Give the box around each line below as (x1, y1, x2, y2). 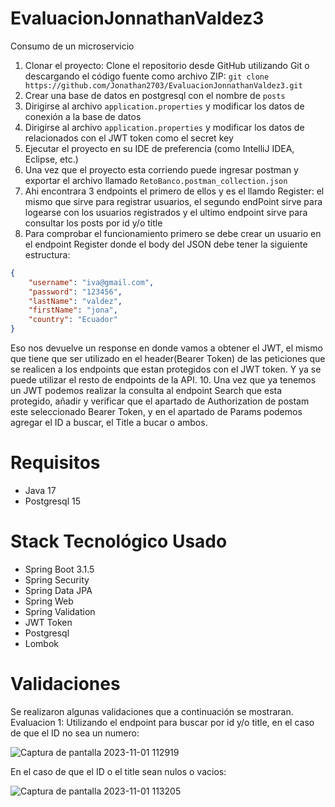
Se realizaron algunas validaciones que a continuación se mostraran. (10, 705, 294, 717)
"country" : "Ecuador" (28, 315, 118, 325)
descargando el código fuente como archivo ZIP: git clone (24, 70, 270, 82)
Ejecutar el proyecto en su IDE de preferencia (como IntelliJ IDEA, (24, 142, 295, 154)
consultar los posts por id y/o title (24, 217, 163, 229)
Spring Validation (24, 605, 96, 617)
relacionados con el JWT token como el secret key (24, 132, 234, 144)
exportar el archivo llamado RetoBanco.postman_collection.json (24, 174, 288, 186)
